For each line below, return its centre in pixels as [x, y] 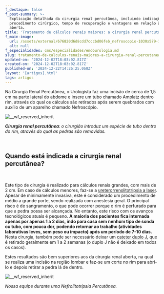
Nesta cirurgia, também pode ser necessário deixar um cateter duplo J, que [81, 237]
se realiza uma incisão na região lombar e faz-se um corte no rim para [76, 262]
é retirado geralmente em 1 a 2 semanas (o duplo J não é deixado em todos [81, 242]
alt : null [19, 46]
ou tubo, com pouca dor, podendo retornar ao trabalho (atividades [73, 226]
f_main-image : [20, 37]
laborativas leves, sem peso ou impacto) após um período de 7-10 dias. [79, 231]
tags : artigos [20, 78]
